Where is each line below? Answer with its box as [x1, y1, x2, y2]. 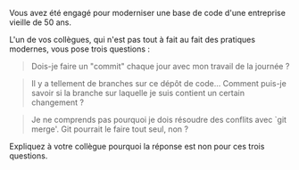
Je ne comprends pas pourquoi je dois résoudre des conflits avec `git [30, 115, 287, 125]
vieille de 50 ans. [9, 17, 71, 28]
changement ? [30, 97, 85, 108]
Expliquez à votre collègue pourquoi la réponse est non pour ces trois [9, 142, 265, 151]
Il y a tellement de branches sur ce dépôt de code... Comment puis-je [30, 78, 287, 88]
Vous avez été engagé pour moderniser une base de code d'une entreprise [9, 8, 286, 18]
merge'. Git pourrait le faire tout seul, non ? [30, 124, 189, 134]
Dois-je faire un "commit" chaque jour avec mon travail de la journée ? [30, 61, 290, 71]
